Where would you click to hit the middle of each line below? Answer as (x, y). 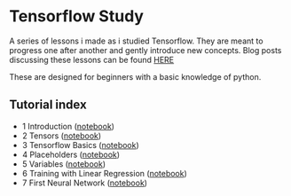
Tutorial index (48, 105)
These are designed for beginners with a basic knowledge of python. (135, 76)
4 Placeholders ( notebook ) (71, 154)
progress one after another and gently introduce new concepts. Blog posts (145, 50)
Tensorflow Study (77, 16)
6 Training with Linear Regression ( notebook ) (105, 173)
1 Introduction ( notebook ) (68, 126)
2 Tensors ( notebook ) (62, 136)
